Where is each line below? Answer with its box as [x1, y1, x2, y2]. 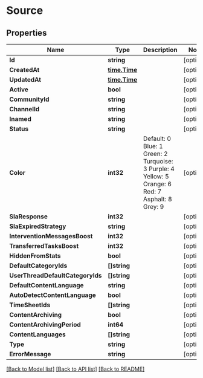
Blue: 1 [143, 142, 163, 150]
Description [143, 46, 178, 54]
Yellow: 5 [143, 172, 169, 180]
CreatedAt [9, 66, 40, 74]
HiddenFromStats [9, 252, 61, 260]
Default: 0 [143, 134, 171, 143]
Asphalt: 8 [143, 195, 172, 203]
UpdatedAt [9, 76, 41, 83]
